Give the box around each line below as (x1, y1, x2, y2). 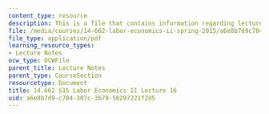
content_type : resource (8, 11, 88, 20)
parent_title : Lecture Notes (8, 64, 106, 72)
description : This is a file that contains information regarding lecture (8, 19, 263, 27)
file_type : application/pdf (8, 34, 102, 43)
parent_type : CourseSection (8, 71, 102, 79)
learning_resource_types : (8, 42, 94, 50)
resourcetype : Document (8, 79, 88, 87)
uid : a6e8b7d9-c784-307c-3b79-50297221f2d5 (8, 94, 156, 102)
